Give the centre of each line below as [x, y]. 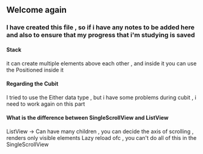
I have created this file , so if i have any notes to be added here [101, 28]
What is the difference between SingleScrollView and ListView [87, 118]
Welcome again [37, 10]
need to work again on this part [46, 104]
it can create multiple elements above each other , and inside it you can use [102, 63]
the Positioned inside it [35, 70]
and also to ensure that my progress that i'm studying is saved [101, 35]
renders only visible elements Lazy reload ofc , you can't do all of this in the [102, 137]
